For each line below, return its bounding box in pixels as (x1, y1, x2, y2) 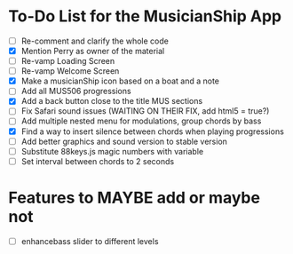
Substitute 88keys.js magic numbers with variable (20, 146, 204, 156)
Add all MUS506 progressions (20, 86, 131, 97)
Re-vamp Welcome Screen (20, 66, 120, 76)
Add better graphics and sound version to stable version (20, 136, 228, 147)
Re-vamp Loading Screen (20, 56, 115, 67)
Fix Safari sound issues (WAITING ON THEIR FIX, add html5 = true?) (20, 106, 270, 116)
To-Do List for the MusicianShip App (8, 6, 281, 27)
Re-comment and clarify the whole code (20, 36, 170, 46)
